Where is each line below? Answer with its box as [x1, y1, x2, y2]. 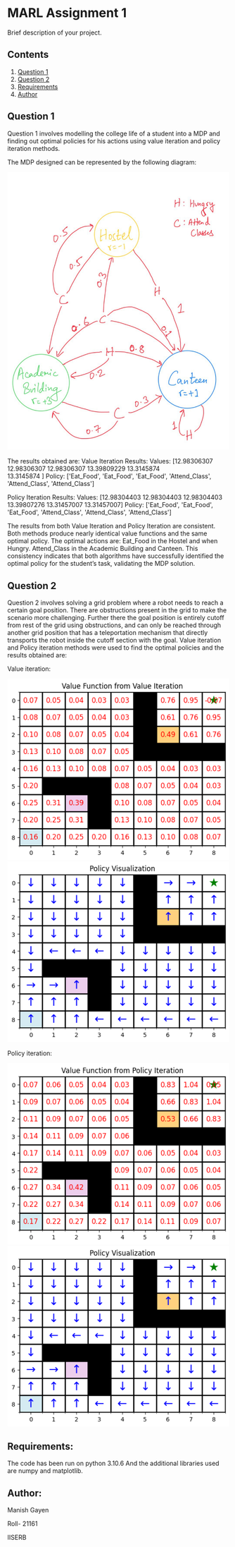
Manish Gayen [7, 1506, 49, 1515]
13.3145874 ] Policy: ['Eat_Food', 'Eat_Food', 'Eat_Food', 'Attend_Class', [7, 472, 212, 480]
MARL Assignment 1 [7, 5, 127, 21]
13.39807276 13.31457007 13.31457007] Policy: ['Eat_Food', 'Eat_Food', [7, 501, 213, 509]
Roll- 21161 [7, 1519, 38, 1528]
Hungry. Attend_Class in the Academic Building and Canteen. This [7, 545, 198, 553]
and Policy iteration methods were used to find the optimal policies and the [7, 643, 224, 652]
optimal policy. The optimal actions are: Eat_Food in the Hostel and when [7, 537, 218, 545]
